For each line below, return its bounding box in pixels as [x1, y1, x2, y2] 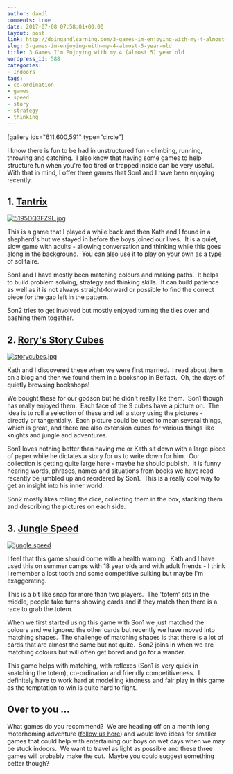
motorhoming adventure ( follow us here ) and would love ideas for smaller [7, 729, 217, 738]
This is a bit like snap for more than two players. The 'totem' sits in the [7, 590, 209, 599]
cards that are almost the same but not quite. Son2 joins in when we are [7, 640, 214, 649]
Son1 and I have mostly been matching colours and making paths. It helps [7, 271, 219, 279]
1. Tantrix [7, 196, 48, 208]
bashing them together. [7, 314, 74, 322]
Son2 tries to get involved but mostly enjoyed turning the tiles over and [7, 307, 210, 315]
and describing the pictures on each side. [7, 502, 126, 511]
